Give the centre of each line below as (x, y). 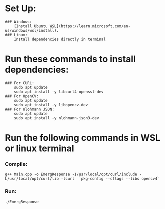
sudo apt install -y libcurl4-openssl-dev (59, 92)
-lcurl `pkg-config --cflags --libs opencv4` (110, 179)
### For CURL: (20, 83)
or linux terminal (40, 148)
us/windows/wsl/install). (32, 30)
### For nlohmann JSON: (30, 109)
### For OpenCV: (22, 96)
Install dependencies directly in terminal (60, 39)
